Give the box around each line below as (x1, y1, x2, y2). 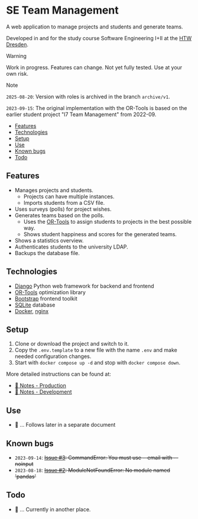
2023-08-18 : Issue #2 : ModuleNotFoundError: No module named (14, 467, 170, 473)
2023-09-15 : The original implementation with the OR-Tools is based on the (6, 104, 187, 111)
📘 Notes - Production (14, 382, 67, 389)
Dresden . (6, 41, 28, 48)
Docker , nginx (14, 307, 49, 314)
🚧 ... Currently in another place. (14, 505, 91, 512)
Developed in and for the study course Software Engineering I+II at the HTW (6, 34, 192, 41)
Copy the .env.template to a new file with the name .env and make (14, 347, 177, 354)
